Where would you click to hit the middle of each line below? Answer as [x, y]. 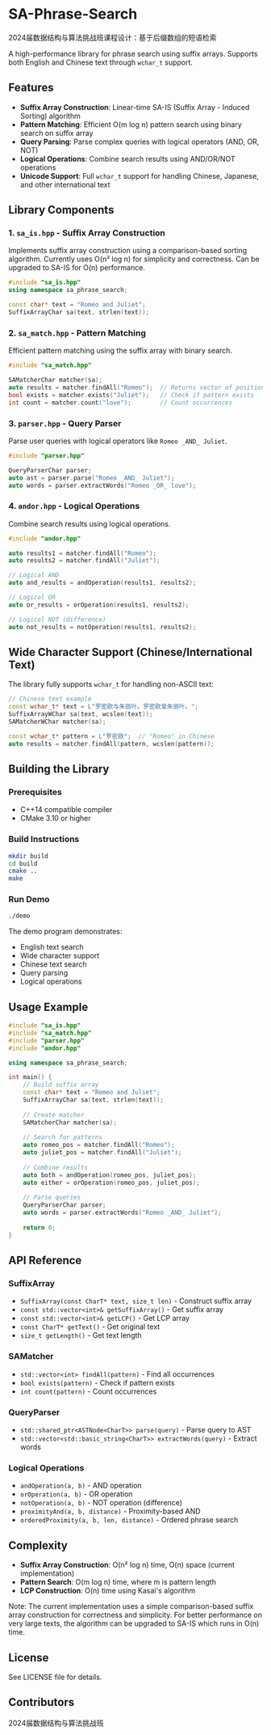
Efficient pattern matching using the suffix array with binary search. [120, 351]
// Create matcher [54, 1115]
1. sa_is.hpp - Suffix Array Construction [87, 233]
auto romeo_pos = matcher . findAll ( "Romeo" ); [99, 1145]
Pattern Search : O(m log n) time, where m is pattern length [118, 1582]
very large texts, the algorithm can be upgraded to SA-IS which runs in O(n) [134, 1623]
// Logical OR [32, 598]
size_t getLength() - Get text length [81, 1335]
